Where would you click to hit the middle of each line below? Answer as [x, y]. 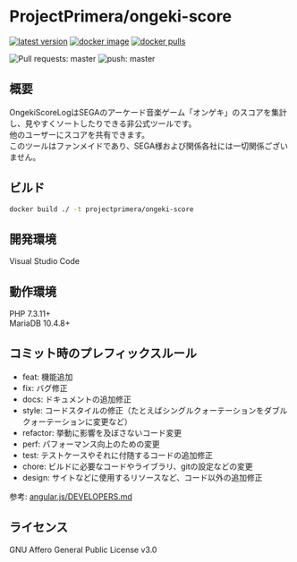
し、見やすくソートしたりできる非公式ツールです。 [103, 123]
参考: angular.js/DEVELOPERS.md [71, 496]
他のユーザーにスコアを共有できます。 [80, 134]
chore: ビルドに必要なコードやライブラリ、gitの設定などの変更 [137, 466]
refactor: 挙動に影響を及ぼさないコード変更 [102, 432]
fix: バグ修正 [45, 387]
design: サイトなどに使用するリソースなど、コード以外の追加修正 [142, 477]
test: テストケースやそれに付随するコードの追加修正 [117, 455]
